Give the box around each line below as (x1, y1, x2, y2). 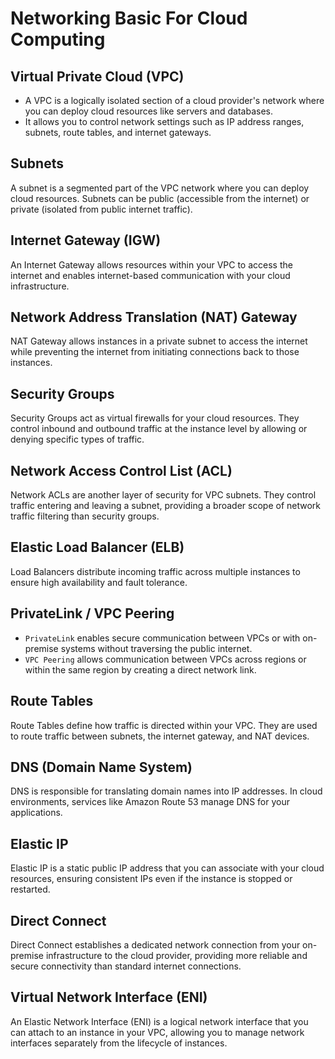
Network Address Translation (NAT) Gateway (10, 309, 298, 326)
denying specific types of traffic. (10, 433, 145, 446)
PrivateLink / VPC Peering (10, 605, 175, 622)
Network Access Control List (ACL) (10, 462, 233, 479)
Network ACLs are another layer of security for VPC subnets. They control (10, 489, 317, 501)
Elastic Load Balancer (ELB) (10, 539, 185, 556)
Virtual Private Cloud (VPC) (10, 68, 185, 85)
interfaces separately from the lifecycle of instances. (10, 1037, 228, 1049)
